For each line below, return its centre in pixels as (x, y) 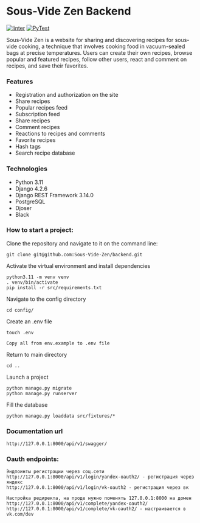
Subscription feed (37, 114)
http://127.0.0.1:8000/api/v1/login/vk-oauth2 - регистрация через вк (98, 488)
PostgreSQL (30, 202)
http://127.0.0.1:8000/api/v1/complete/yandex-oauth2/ (77, 504)
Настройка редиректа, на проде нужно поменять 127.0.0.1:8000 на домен (99, 498)
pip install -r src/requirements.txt (54, 287)
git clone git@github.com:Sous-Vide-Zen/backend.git (74, 254)
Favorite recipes (35, 140)
